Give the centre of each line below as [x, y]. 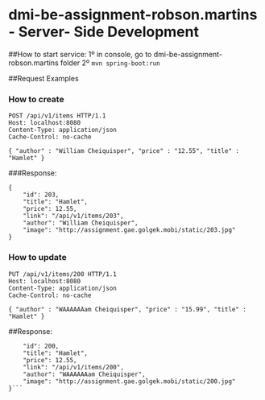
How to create [36, 99]
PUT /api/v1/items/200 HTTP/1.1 [62, 274]
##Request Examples [43, 78]
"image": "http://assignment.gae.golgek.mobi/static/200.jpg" [129, 381]
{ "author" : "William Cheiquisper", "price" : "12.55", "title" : [124, 151]
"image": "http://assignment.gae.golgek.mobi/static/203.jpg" [129, 230]
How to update [37, 258]
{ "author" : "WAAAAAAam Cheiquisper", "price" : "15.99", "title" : [128, 309]
